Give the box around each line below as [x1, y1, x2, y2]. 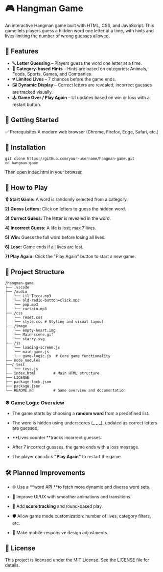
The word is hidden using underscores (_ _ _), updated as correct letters [12, 420, 158, 426]
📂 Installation [5, 143, 46, 152]
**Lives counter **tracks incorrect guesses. [12, 435, 102, 441]
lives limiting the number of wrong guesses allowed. [5, 33, 110, 39]
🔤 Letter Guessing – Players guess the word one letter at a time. [12, 60, 142, 66]
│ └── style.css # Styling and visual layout [5, 319, 104, 324]
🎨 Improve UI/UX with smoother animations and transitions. [12, 494, 132, 500]
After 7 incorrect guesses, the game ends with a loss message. [12, 444, 140, 450]
